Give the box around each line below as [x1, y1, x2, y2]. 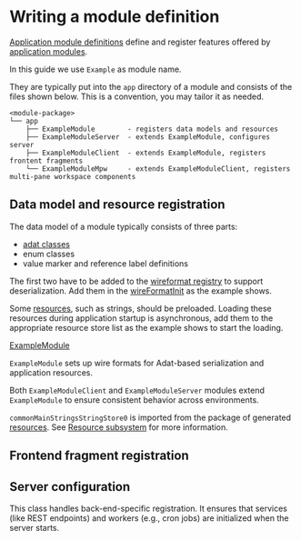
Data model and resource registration [9, 197, 226, 213]
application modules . [9, 45, 88, 56]
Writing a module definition [9, 6, 220, 27]
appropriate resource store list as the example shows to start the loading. [9, 322, 284, 333]
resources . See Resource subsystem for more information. [9, 421, 229, 433]
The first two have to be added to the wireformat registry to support [9, 275, 264, 286]
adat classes [22, 238, 71, 249]
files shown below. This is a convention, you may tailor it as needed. [9, 91, 265, 102]
